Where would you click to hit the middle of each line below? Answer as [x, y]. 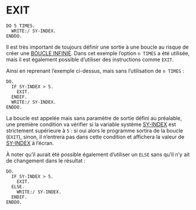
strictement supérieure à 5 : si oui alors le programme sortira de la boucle [95, 130]
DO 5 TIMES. [21, 26]
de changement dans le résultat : [46, 160]
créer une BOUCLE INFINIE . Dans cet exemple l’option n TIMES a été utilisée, [98, 53]
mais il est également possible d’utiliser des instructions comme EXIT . [90, 59]
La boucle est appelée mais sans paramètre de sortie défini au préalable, [94, 118]
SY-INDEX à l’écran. [30, 143]
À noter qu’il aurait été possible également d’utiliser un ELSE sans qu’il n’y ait [98, 154]
